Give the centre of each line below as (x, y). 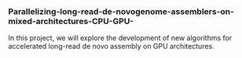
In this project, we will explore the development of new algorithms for (120, 38)
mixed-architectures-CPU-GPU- (71, 21)
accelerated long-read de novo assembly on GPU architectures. (111, 46)
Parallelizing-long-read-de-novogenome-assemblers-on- (121, 12)
